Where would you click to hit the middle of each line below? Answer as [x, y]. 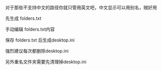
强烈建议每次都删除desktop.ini [37, 51]
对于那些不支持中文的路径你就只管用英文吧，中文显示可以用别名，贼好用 [81, 7]
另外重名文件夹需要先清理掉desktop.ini [46, 62]
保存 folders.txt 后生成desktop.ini [40, 40]
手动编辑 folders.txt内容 [30, 29]
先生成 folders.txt [23, 18]
